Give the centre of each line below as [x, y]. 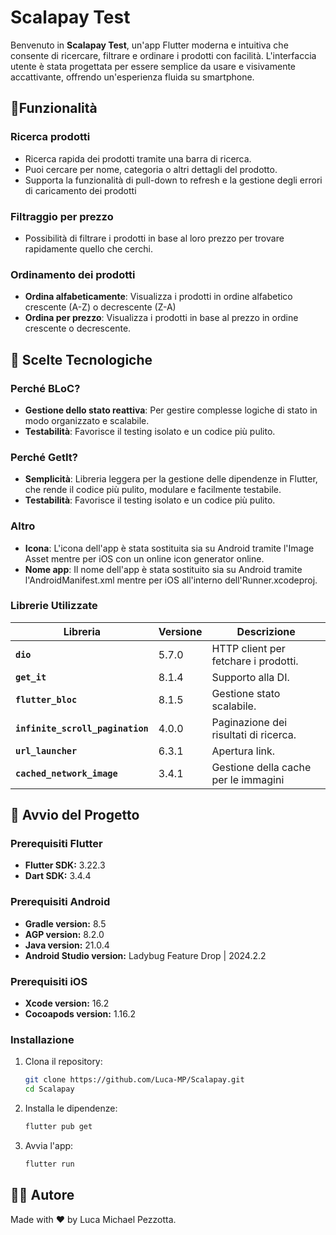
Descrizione [266, 631]
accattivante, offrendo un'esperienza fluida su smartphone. [132, 77]
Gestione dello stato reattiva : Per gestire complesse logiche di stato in [171, 410]
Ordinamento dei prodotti [73, 274]
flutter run [49, 1164]
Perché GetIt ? [44, 457]
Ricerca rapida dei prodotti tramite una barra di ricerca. [138, 158]
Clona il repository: [63, 1062]
